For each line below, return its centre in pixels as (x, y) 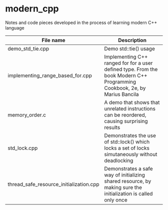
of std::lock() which (127, 141)
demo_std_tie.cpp (28, 48)
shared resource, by (128, 181)
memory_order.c (27, 114)
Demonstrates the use (130, 135)
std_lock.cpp (23, 148)
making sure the (123, 187)
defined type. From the (131, 69)
